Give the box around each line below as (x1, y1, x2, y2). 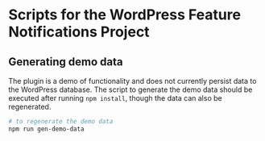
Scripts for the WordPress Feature (8, 6, 242, 24)
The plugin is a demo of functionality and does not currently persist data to (8, 77, 257, 85)
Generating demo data (8, 55, 123, 68)
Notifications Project (8, 23, 151, 41)
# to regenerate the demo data (8, 118, 114, 126)
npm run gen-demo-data (8, 125, 85, 133)
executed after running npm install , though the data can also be (8, 93, 223, 102)
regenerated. (8, 102, 52, 111)
